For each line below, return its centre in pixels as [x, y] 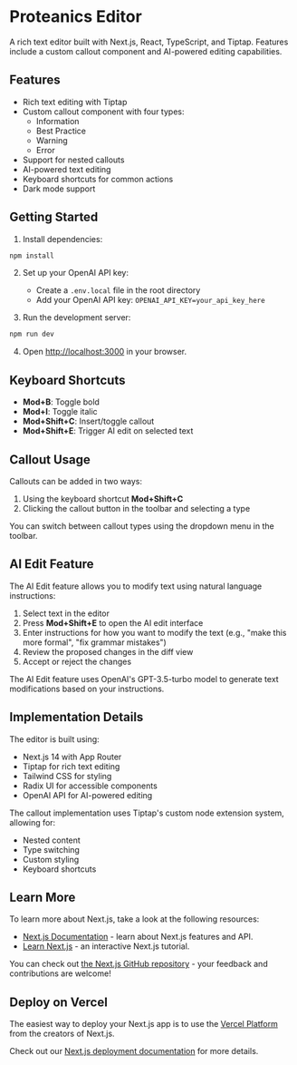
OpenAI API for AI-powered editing [87, 795]
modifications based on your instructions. [87, 689]
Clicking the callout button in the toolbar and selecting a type [136, 508]
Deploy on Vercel [59, 1002]
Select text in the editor [66, 613]
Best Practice [61, 131]
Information [57, 121]
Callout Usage [50, 459]
